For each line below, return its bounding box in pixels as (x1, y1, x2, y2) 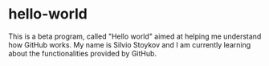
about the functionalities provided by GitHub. (8, 48, 157, 58)
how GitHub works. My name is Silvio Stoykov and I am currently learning (8, 39, 251, 49)
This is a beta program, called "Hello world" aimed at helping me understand (8, 31, 262, 41)
